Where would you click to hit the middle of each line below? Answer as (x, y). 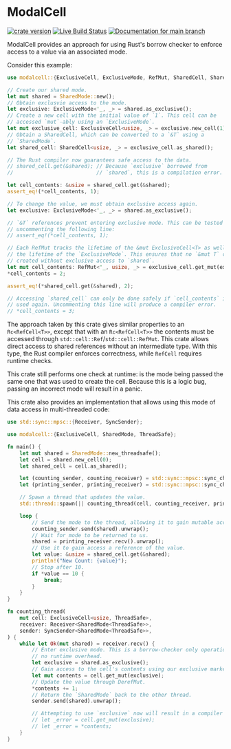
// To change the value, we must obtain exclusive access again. (102, 204)
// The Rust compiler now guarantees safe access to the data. (100, 160)
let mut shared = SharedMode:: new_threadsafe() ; (90, 453)
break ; (53, 580)
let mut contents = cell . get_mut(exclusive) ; (98, 675)
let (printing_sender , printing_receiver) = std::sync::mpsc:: (112, 485)
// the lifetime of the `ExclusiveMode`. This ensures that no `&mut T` (113, 254)
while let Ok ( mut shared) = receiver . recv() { (87, 644)
